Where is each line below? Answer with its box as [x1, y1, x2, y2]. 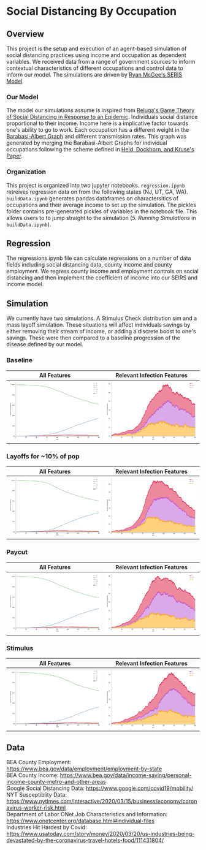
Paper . [6, 152, 23, 160]
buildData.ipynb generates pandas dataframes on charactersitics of [6, 194, 179, 202]
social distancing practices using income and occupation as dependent [6, 51, 187, 59]
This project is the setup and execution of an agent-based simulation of [6, 45, 187, 52]
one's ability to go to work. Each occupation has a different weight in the [6, 126, 189, 134]
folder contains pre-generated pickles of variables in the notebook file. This [6, 207, 197, 215]
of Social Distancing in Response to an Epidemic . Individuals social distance [6, 113, 198, 121]
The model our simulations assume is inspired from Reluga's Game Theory [6, 107, 195, 114]
